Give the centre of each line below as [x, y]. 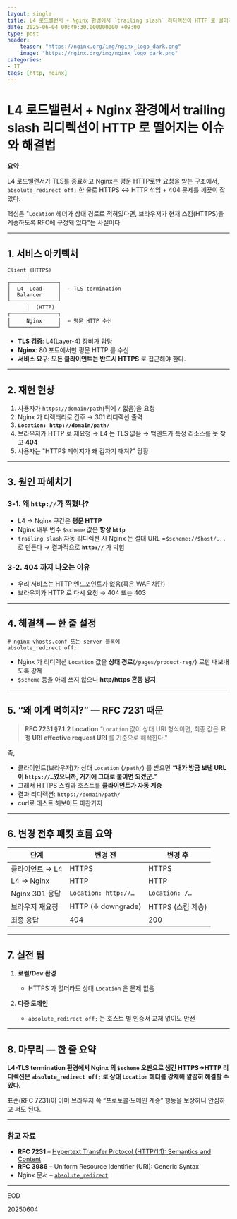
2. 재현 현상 [31, 390]
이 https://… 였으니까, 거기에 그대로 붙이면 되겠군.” [87, 776]
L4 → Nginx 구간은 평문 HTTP [60, 520]
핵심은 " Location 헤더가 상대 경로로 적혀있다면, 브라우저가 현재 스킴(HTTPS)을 [116, 214]
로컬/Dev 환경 [37, 973]
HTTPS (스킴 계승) [177, 907]
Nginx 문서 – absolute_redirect [63, 1175]
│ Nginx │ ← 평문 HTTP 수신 [60, 321]
